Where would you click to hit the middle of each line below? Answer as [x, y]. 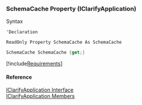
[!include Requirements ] [34, 64]
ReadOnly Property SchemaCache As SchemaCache [64, 43]
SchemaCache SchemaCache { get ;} [45, 52]
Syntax [15, 22]
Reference [19, 77]
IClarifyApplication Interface [40, 90]
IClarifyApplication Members [40, 96]
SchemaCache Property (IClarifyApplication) [71, 9]
